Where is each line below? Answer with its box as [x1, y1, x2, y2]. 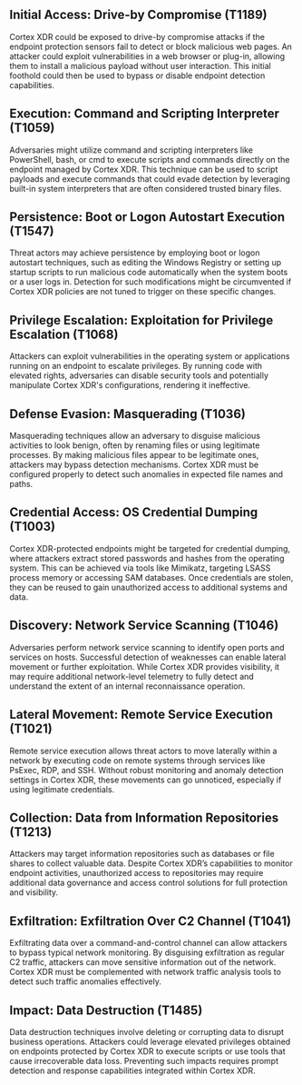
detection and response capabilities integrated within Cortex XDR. [9, 1065, 256, 1076]
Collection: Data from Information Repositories [9, 810, 279, 825]
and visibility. [9, 887, 59, 898]
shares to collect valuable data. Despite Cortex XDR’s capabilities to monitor [9, 858, 293, 869]
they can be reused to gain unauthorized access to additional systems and [9, 582, 288, 592]
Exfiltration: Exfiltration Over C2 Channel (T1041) [9, 913, 292, 929]
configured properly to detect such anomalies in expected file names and [9, 469, 284, 480]
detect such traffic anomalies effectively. [9, 976, 161, 987]
